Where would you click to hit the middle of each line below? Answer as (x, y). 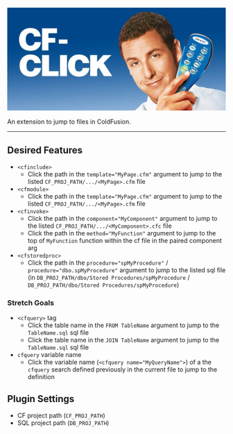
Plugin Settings (41, 399)
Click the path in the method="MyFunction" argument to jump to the (122, 233)
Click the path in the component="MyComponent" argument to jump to (122, 219)
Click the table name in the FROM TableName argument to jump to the (123, 325)
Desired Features (45, 150)
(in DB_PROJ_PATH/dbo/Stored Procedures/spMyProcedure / (109, 278)
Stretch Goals (31, 303)
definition (41, 377)
